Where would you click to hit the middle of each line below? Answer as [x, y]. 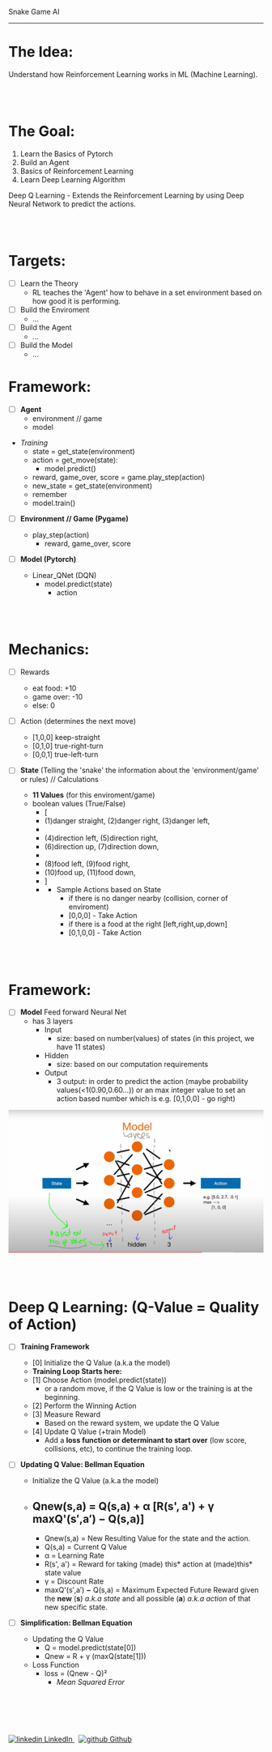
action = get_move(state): [75, 460]
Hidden [56, 1056]
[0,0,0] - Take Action [103, 916]
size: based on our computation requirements [132, 1065]
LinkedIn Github [88, 1739]
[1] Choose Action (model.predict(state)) [100, 1380]
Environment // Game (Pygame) [74, 519]
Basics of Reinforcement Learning [76, 171]
